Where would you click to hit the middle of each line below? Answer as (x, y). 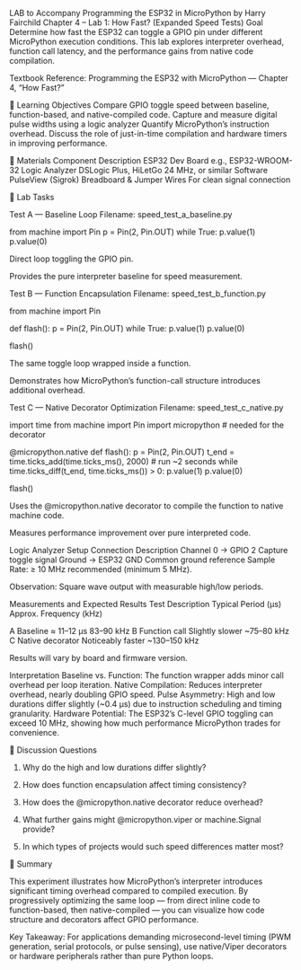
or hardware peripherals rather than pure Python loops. (111, 956)
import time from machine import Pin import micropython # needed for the (147, 425)
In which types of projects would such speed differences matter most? (153, 847)
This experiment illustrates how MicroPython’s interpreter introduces (136, 881)
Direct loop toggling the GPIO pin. (71, 259)
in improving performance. (58, 143)
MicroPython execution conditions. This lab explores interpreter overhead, (147, 41)
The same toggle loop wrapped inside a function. (100, 363)
